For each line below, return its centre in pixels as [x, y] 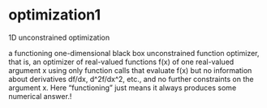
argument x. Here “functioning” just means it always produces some [123, 88]
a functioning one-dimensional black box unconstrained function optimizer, [134, 53]
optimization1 [55, 15]
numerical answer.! [40, 96]
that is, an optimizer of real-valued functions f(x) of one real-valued [121, 62]
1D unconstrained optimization [59, 37]
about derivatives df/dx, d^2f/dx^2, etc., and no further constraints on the [131, 79]
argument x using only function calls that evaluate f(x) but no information [130, 70]
